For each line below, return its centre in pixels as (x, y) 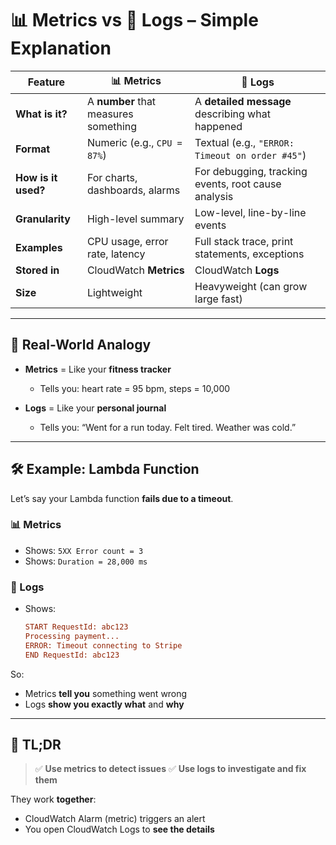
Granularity (43, 219)
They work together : (53, 799)
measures (110, 114)
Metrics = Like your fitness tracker (98, 369)
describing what (232, 114)
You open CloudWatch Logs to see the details (119, 829)
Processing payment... (72, 637)
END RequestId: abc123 (72, 655)
